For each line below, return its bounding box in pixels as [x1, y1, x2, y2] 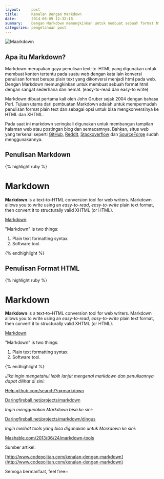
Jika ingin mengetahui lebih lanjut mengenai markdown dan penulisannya [5, 373, 154, 379]
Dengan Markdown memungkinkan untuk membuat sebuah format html [5, 81, 149, 87]
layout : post [5, 7, 41, 12]
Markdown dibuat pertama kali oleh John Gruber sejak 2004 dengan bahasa [5, 96, 159, 101]
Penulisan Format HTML [5, 264, 80, 273]
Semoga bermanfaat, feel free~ [5, 469, 68, 475]
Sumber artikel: [5, 444, 36, 450]
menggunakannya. [5, 136, 42, 142]
